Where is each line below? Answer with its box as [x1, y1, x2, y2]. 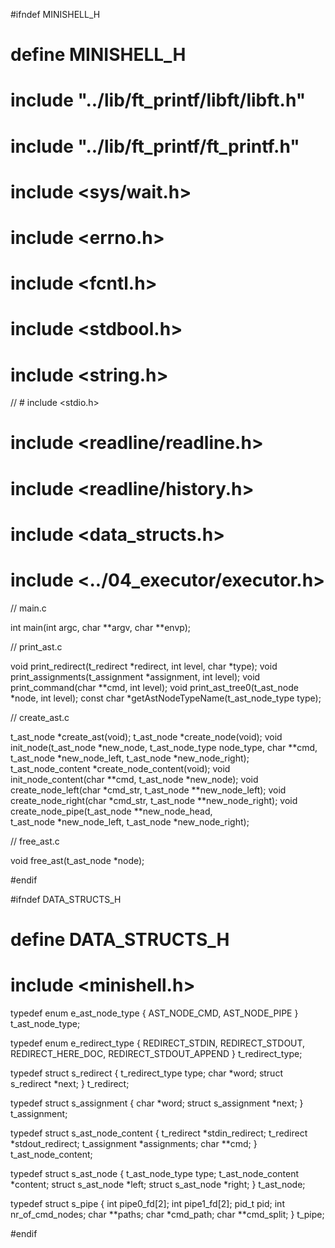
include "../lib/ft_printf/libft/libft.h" [10, 89, 307, 112]
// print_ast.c [10, 640, 63, 653]
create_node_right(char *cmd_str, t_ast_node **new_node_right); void [10, 794, 298, 806]
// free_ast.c [10, 835, 60, 847]
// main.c [10, 602, 47, 614]
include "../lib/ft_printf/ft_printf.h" [10, 135, 300, 158]
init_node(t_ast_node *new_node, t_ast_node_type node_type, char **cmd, [10, 741, 318, 753]
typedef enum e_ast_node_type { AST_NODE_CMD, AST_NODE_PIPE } [10, 1007, 299, 1019]
